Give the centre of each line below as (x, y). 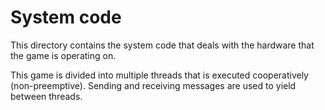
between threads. (46, 96)
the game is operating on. (63, 55)
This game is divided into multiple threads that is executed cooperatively (159, 75)
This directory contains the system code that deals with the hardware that (162, 45)
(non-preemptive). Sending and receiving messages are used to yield (153, 85)
